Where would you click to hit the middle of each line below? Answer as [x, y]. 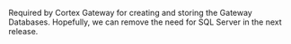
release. [23, 31]
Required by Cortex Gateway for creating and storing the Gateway [130, 13]
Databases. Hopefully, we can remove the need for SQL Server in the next [145, 22]
